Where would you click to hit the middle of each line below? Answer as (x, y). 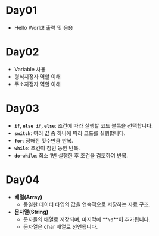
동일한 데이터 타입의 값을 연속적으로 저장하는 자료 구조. (87, 204)
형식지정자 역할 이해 (37, 76)
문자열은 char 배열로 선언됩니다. (60, 226)
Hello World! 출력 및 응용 (43, 27)
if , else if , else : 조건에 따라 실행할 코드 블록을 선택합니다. (83, 125)
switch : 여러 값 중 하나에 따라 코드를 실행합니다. (70, 133)
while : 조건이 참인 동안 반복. (47, 148)
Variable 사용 (30, 69)
